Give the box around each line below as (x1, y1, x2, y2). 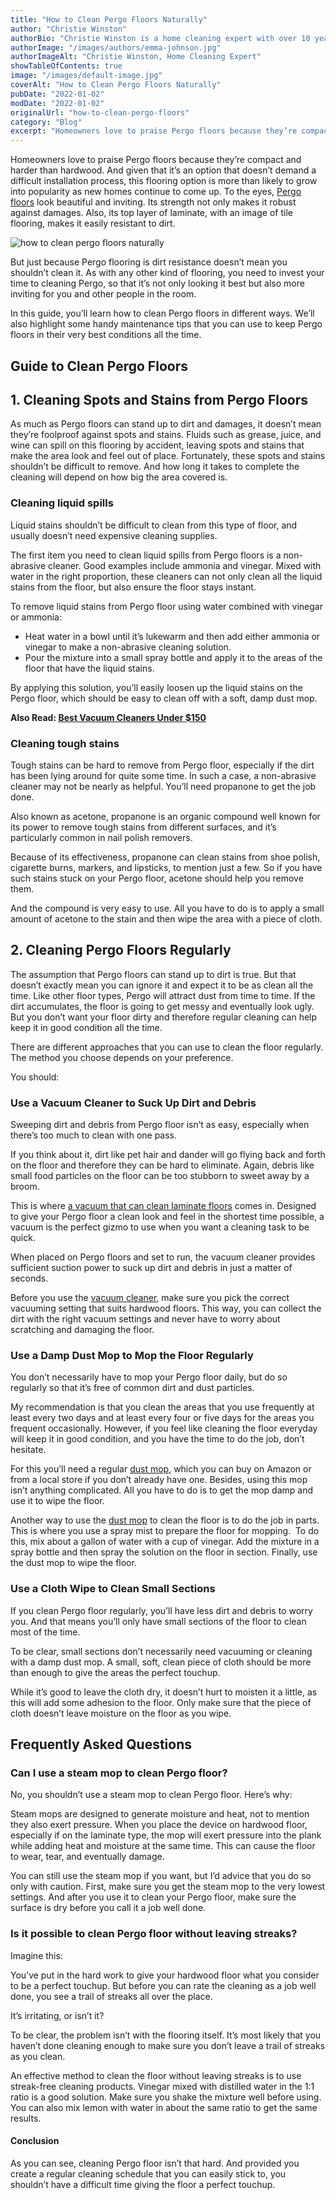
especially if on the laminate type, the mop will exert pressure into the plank (10, 1829, 322, 1841)
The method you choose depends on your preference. (10, 1051, 234, 1063)
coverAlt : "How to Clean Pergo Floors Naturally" (10, 80, 222, 90)
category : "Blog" (10, 117, 83, 127)
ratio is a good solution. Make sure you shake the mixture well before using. (10, 2091, 322, 2103)
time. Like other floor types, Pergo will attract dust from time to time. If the (10, 989, 316, 1001)
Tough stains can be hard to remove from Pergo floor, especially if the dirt (10, 759, 315, 771)
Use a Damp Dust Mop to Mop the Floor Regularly (10, 1348, 254, 1362)
